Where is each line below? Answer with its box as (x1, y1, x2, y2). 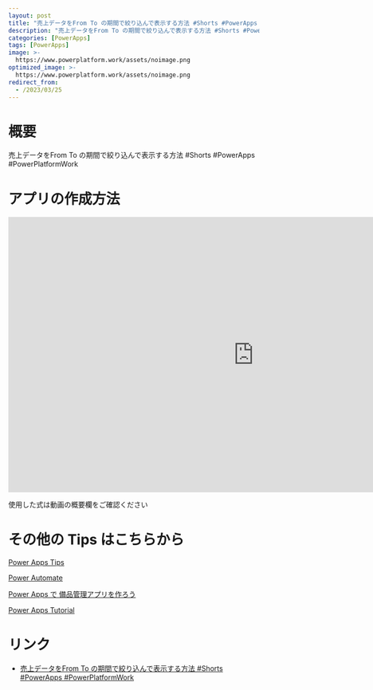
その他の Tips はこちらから (8, 531, 185, 549)
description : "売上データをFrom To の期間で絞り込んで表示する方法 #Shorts (8, 26, 240, 34)
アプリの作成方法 (8, 190, 121, 208)
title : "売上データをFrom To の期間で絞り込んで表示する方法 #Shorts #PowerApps (8, 19, 257, 27)
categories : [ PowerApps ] (8, 33, 91, 42)
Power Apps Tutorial (8, 606, 75, 615)
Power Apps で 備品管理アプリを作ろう (8, 590, 136, 599)
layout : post (8, 11, 52, 20)
